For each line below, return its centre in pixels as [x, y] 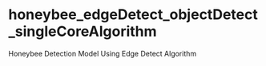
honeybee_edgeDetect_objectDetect [133, 15]
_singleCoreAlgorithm [83, 31]
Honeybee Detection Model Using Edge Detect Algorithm [103, 53]
